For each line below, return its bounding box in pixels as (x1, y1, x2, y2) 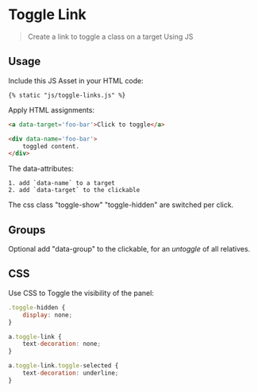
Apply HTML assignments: (8, 105, 95, 114)
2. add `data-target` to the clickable (8, 186, 141, 194)
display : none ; (22, 311, 73, 319)
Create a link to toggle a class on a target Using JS (27, 32, 194, 41)
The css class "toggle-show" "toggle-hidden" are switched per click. (8, 200, 234, 209)
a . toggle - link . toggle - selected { (8, 362, 119, 370)
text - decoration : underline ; (22, 369, 119, 377)
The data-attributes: (8, 164, 74, 174)
